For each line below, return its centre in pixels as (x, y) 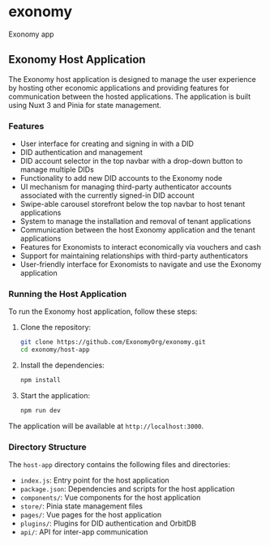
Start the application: (55, 395)
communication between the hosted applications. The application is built (130, 97)
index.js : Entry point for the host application (95, 480)
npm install (40, 380)
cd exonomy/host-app (55, 350)
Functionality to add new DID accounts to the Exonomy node (121, 178)
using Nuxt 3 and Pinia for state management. (85, 105)
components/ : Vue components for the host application (110, 498)
